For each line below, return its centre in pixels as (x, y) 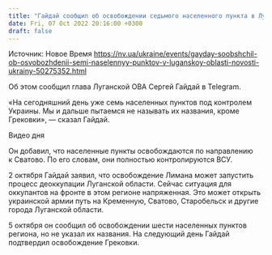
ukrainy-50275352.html (48, 71)
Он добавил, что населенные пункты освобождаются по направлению (131, 151)
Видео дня (26, 135)
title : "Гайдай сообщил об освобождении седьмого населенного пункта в (132, 16)
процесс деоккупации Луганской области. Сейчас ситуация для (120, 184)
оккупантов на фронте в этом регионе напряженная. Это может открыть (135, 193)
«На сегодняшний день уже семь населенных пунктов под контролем (130, 103)
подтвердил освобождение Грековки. (74, 243)
